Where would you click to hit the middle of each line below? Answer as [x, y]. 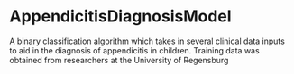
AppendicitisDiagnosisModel [120, 16]
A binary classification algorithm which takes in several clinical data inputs [147, 41]
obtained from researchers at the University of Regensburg [119, 60]
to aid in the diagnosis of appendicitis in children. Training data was [134, 50]
